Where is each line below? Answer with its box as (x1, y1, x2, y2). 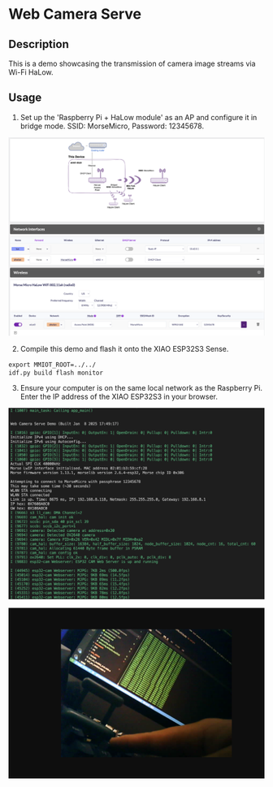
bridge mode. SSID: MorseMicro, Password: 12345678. (19, 121, 205, 131)
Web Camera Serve (8, 5, 142, 24)
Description (8, 37, 69, 51)
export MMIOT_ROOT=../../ (8, 361, 96, 370)
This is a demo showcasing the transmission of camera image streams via (8, 58, 256, 68)
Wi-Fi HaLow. (8, 67, 54, 77)
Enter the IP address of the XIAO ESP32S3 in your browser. (19, 391, 218, 402)
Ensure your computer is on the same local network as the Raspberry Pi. (19, 383, 262, 393)
